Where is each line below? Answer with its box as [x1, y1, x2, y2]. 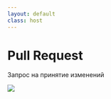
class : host [7, 17, 43, 24]
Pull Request [7, 47, 83, 64]
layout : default [7, 10, 55, 18]
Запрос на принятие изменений [7, 71, 105, 79]
